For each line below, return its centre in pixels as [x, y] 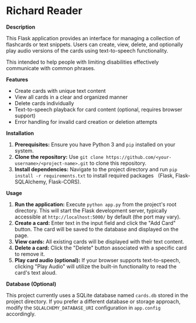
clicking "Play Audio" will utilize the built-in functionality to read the [95, 266]
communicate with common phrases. [51, 68]
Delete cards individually [44, 103]
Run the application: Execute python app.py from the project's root [95, 204]
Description [21, 27]
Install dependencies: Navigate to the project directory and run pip [96, 169]
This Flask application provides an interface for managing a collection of [93, 38]
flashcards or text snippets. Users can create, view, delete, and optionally [94, 44]
